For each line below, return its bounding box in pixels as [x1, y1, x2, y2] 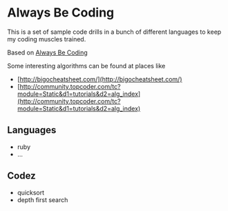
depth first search [17, 195, 68, 204]
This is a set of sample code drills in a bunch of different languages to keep [7, 28, 222, 36]
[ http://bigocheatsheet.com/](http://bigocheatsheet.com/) [17, 74, 182, 83]
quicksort [17, 188, 45, 197]
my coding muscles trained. [7, 34, 86, 43]
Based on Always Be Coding [7, 48, 88, 57]
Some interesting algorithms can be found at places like [7, 61, 166, 70]
